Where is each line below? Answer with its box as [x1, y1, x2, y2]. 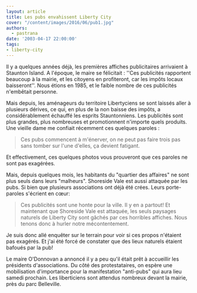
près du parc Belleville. [6, 280, 62, 287]
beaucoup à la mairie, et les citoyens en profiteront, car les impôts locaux [6, 75, 184, 82]
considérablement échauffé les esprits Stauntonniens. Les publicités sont [6, 112, 184, 119]
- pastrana [11, 31, 38, 36]
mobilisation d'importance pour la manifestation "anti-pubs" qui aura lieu [6, 268, 182, 275]
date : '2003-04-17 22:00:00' [6, 36, 77, 42]
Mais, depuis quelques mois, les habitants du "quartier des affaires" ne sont [6, 171, 189, 178]
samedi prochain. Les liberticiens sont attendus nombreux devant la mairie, [6, 274, 188, 281]
